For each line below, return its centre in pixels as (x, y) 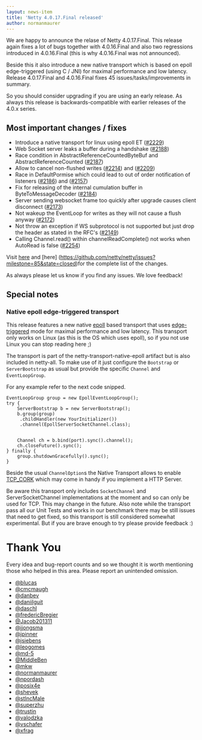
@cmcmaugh (31, 589)
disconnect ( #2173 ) (39, 207)
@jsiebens (28, 640)
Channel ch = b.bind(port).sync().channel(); (75, 440)
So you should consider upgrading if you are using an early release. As (94, 96)
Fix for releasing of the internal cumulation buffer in (79, 188)
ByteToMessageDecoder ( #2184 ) (56, 194)
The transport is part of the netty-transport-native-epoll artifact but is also (98, 355)
